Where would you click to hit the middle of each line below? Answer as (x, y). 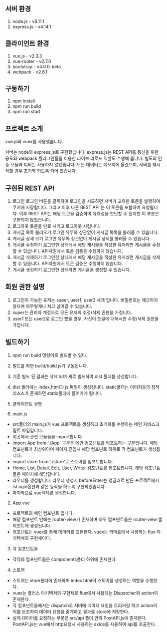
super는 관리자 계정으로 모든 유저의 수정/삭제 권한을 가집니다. (72, 312)
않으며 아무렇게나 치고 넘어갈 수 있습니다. (52, 306)
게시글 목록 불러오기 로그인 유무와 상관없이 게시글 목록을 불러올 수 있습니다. (85, 232)
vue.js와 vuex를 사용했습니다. (34, 142)
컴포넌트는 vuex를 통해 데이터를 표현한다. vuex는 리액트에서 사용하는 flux (84, 532)
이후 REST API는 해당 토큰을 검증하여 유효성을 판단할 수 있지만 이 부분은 (89, 214)
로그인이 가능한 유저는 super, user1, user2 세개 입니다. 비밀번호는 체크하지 (85, 300)
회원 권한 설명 (25, 287)
